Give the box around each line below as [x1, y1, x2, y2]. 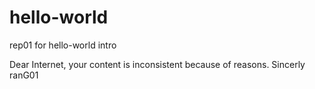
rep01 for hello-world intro [9, 39, 117, 51]
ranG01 [9, 69, 39, 81]
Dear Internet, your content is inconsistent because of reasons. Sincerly [9, 58, 306, 70]
